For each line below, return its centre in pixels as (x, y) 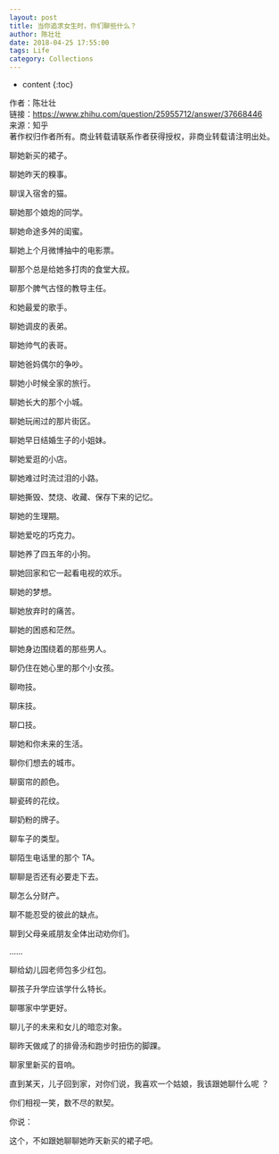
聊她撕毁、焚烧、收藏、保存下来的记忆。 (83, 497)
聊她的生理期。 (37, 516)
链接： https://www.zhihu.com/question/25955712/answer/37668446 (136, 114)
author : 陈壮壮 (35, 34)
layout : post (33, 17)
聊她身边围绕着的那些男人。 (60, 649)
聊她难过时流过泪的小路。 (56, 478)
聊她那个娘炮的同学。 (48, 212)
